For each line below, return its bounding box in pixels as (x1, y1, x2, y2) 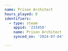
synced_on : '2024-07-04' (13, 34, 64, 39)
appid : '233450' (13, 25, 47, 30)
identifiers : (4, 16, 31, 21)
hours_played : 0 (4, 12, 38, 17)
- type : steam (9, 20, 38, 26)
